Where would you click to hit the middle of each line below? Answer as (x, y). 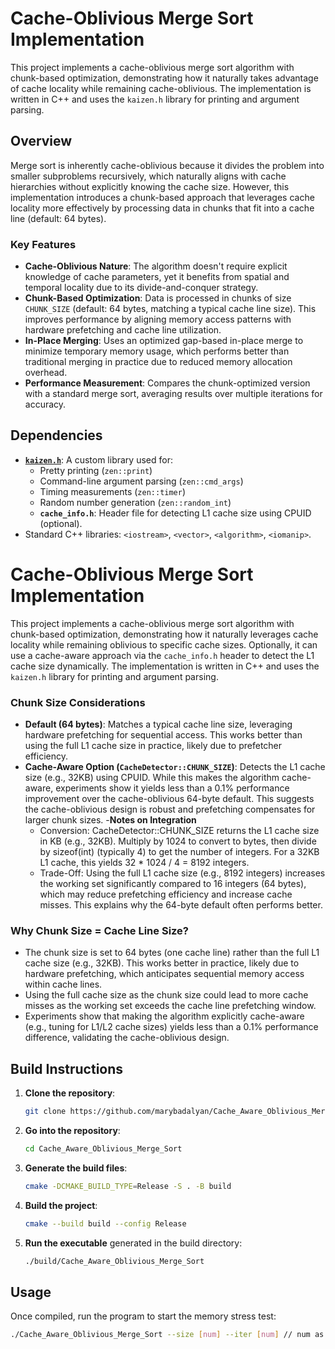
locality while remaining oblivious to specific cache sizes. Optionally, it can (164, 644)
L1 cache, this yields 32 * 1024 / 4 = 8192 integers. (144, 863)
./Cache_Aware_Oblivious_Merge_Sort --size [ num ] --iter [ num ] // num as (167, 1335)
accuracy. (45, 404)
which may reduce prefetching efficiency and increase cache (166, 894)
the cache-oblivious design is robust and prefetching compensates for (170, 809)
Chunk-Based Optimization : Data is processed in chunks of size (158, 298)
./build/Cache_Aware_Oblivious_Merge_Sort (114, 1261)
